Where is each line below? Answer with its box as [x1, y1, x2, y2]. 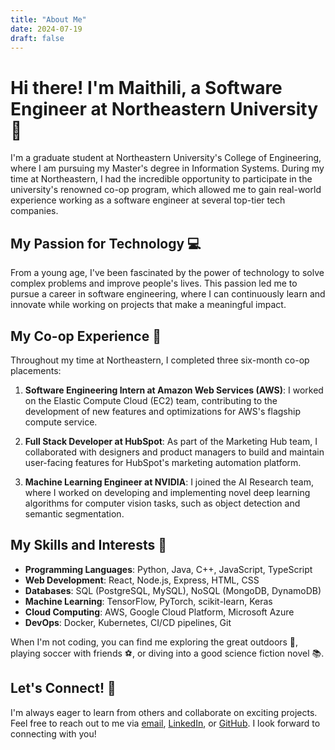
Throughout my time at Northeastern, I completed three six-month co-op [10, 354, 310, 366]
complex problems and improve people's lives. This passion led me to [10, 277, 298, 290]
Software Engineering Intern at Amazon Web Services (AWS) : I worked [24, 384, 324, 396]
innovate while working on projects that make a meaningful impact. [10, 299, 287, 311]
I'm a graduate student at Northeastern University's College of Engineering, [10, 152, 322, 164]
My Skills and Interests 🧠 [10, 537, 167, 554]
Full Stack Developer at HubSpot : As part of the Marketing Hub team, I [24, 435, 318, 447]
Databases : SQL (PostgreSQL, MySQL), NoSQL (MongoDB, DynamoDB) [24, 584, 322, 596]
